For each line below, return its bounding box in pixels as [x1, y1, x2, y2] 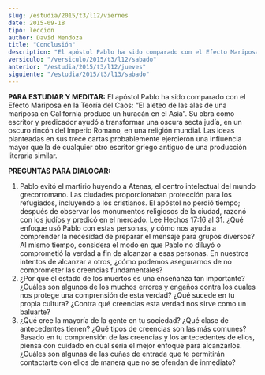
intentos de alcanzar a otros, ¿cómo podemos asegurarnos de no [19, 257, 233, 266]
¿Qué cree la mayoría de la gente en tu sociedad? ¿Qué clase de [19, 315, 229, 324]
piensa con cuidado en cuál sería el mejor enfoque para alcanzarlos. [19, 340, 242, 350]
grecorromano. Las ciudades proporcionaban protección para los [19, 189, 233, 199]
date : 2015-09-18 [8, 19, 65, 27]
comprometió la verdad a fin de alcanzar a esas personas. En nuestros [19, 248, 249, 257]
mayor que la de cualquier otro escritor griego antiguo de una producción [8, 142, 247, 152]
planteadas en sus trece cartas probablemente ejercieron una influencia [8, 133, 242, 143]
